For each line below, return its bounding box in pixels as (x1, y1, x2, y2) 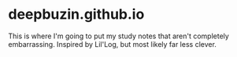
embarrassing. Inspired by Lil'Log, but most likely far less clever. (8, 39, 217, 48)
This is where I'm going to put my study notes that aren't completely (8, 31, 230, 41)
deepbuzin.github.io (8, 5, 145, 23)
